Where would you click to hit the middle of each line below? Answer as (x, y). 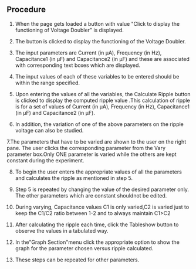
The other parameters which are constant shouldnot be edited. (91, 195)
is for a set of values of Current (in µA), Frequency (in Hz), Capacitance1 (102, 106)
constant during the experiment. (45, 160)
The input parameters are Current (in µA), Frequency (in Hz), (88, 53)
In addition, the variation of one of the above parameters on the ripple (99, 124)
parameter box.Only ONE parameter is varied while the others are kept (92, 154)
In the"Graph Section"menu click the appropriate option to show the (97, 242)
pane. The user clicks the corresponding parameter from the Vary (86, 148)
